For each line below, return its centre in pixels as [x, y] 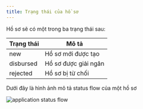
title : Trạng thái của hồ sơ [42, 12]
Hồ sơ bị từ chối [67, 73]
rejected [21, 73]
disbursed [23, 63]
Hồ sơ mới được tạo [72, 53]
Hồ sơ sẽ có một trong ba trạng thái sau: [56, 29]
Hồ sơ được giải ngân [74, 63]
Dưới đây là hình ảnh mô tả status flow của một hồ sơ [71, 88]
